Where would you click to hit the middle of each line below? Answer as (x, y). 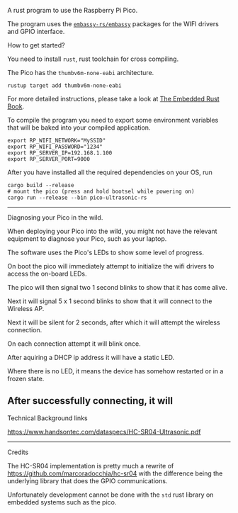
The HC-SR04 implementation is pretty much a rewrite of (91, 466)
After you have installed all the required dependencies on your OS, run (110, 172)
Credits (18, 452)
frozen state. (26, 379)
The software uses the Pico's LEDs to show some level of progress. (106, 252)
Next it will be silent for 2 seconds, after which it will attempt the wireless (114, 322)
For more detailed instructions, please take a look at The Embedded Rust (113, 99)
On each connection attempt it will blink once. (74, 344)
